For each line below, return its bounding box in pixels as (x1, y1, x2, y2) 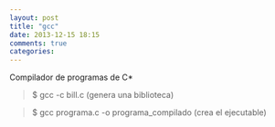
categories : (9, 47, 55, 56)
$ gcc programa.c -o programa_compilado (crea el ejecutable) (31, 107, 267, 118)
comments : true (9, 38, 68, 48)
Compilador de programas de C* (9, 72, 134, 83)
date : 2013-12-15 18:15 (9, 30, 100, 39)
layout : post (9, 13, 59, 23)
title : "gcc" (9, 22, 59, 31)
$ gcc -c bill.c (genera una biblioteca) (31, 90, 175, 101)
